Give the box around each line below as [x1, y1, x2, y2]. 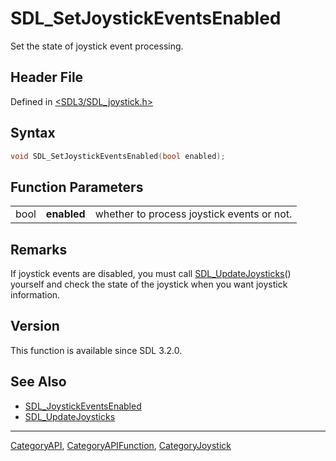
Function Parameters [10, 178, 144, 196]
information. [10, 289, 61, 301]
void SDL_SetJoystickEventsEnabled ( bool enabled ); [10, 151, 226, 161]
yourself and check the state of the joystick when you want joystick [10, 278, 288, 291]
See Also [10, 373, 67, 391]
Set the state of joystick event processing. [10, 40, 184, 52]
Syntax [10, 125, 56, 142]
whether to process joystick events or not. [94, 207, 293, 221]
